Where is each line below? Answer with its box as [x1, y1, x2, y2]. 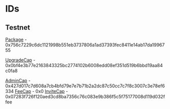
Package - [5, 36, 27, 42]
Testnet [5, 23, 30, 32]
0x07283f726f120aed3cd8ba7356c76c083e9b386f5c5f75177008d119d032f [5, 94, 165, 99]
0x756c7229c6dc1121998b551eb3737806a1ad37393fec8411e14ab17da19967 [5, 42, 165, 48]
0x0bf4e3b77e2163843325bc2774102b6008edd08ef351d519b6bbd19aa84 [5, 63, 163, 68]
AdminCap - [5, 78, 31, 83]
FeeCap [15, 88, 31, 94]
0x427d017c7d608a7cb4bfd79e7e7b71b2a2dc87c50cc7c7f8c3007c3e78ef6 [5, 83, 165, 89]
